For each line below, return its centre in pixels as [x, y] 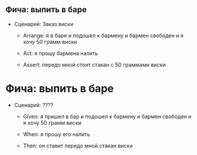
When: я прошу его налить [56, 134]
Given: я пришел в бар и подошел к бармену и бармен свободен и [107, 116]
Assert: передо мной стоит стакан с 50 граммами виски [94, 64]
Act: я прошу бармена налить [61, 53]
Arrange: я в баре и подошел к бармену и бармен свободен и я [103, 35]
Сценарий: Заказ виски [44, 24]
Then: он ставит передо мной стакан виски [78, 146]
